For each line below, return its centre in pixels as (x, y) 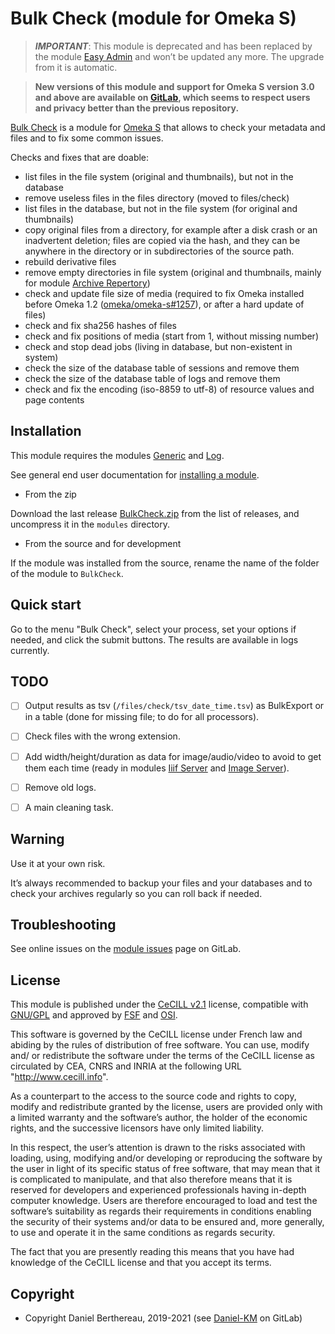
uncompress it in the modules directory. (90, 524)
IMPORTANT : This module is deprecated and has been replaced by (173, 46)
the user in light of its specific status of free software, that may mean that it (165, 1169)
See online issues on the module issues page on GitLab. (126, 949)
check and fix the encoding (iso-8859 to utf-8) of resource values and (169, 389)
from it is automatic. (76, 67)
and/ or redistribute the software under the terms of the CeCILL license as (163, 1056)
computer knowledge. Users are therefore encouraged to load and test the (164, 1201)
